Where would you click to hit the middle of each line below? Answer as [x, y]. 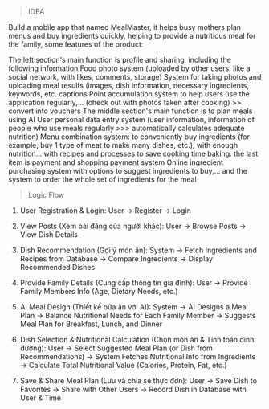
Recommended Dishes [57, 267]
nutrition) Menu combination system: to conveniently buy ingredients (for [129, 137]
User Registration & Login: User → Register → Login [105, 211]
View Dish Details [49, 235]
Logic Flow [46, 195]
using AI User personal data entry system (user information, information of [132, 119]
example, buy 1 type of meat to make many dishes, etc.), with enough [123, 145]
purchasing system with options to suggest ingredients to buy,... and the [128, 171]
